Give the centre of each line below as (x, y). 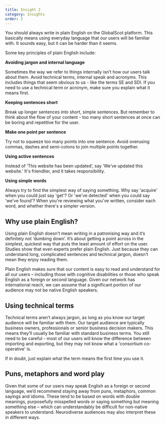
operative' (15, 349)
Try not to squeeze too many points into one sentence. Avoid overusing (77, 142)
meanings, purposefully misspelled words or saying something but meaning (82, 401)
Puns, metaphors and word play (55, 374)
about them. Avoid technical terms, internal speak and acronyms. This (76, 77)
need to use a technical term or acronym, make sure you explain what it (78, 88)
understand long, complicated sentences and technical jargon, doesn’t (77, 254)
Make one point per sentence (36, 132)
